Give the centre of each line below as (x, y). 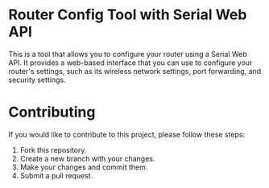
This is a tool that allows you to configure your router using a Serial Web (128, 54)
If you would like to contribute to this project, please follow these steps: (127, 134)
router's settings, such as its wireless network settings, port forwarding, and (135, 71)
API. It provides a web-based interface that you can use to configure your (130, 63)
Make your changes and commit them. (84, 167)
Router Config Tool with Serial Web (128, 15)
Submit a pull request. (56, 175)
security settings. (37, 80)
